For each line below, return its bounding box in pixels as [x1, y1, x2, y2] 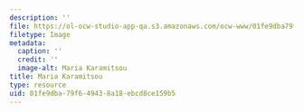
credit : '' [17, 55, 59, 64]
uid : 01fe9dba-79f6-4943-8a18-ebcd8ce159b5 [9, 89, 176, 98]
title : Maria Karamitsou [9, 72, 103, 81]
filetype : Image [9, 30, 71, 39]
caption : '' [17, 47, 63, 56]
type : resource [9, 80, 67, 89]
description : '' [9, 13, 71, 23]
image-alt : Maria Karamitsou [17, 64, 128, 73]
